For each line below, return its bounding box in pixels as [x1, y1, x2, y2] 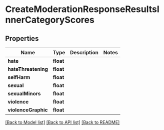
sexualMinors [7, 90, 41, 97]
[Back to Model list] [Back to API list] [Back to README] [5, 119, 120, 125]
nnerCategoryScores [5, 14, 95, 26]
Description [69, 49, 98, 56]
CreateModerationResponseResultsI [5, 4, 160, 15]
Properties [5, 34, 39, 43]
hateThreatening [7, 66, 48, 72]
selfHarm [7, 74, 30, 81]
